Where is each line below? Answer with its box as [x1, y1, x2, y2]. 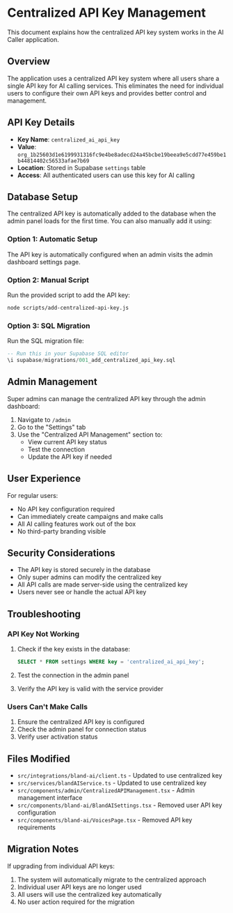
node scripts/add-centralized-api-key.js [7, 304, 129, 311]
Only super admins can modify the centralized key [17, 573, 162, 582]
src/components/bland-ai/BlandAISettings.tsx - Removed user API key [17, 801, 223, 809]
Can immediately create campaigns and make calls [17, 512, 163, 520]
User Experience [7, 473, 81, 485]
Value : [17, 142, 37, 151]
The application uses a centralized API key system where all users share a [7, 74, 220, 82]
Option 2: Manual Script [7, 275, 89, 285]
